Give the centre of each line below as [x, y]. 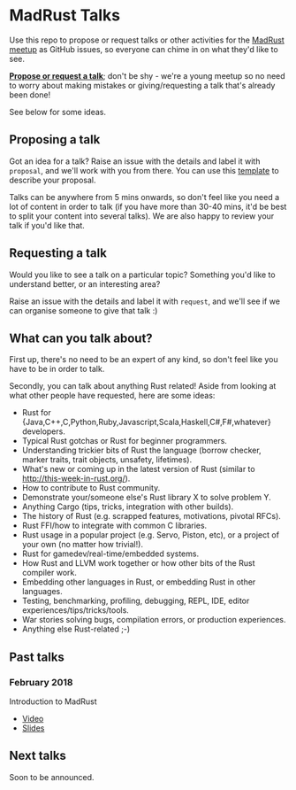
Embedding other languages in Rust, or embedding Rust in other [139, 582]
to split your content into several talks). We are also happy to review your [142, 216]
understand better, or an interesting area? [85, 283]
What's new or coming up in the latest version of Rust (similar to [138, 469]
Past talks [37, 657]
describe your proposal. [53, 180]
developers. [44, 431]
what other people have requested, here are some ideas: [112, 396]
